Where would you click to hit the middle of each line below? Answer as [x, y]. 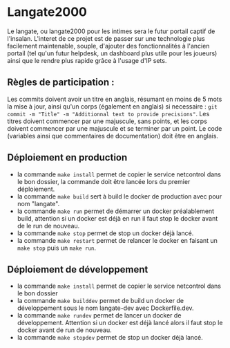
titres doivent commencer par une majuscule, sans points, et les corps [107, 121]
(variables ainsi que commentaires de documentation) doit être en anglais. [113, 136]
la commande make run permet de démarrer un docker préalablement [116, 211]
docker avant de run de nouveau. [64, 330]
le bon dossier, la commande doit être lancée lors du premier [104, 181]
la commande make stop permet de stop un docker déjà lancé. [105, 233]
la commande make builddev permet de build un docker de [100, 301]
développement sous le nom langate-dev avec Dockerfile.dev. [106, 308]
